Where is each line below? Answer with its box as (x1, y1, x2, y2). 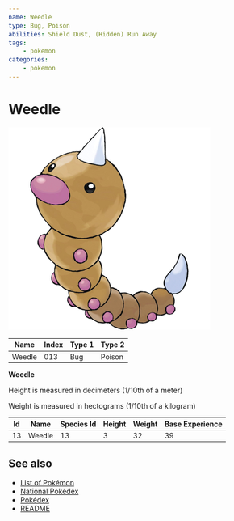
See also (8, 456, 52, 470)
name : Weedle (8, 13, 52, 21)
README (19, 504, 51, 514)
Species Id (60, 419, 97, 429)
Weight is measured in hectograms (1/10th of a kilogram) (8, 401, 196, 411)
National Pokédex (19, 486, 79, 497)
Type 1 (69, 340, 94, 349)
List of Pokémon (19, 478, 75, 488)
